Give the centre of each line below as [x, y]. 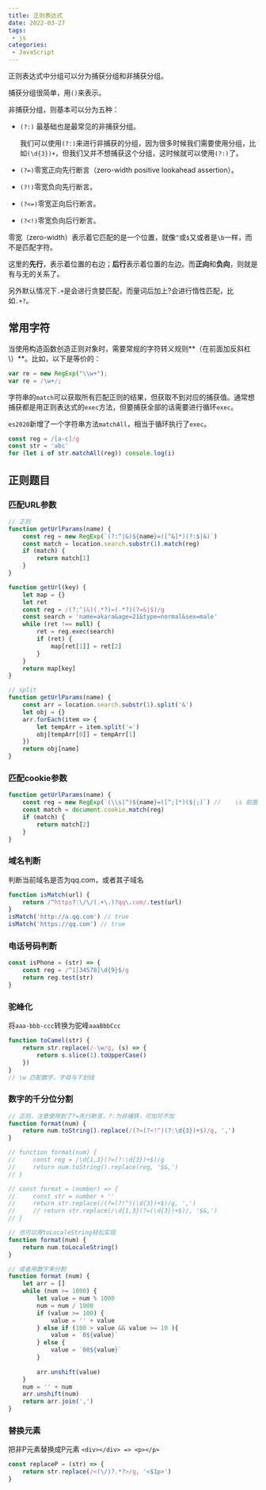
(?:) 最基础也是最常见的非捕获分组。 [80, 126]
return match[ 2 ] [63, 825]
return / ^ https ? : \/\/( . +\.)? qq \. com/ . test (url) [102, 902]
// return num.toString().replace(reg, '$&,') [93, 1167]
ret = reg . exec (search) [76, 632]
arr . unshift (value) [69, 1372]
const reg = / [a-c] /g [44, 439]
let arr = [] [44, 1284]
